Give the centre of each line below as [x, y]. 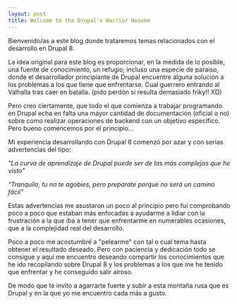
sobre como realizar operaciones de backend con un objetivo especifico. [114, 120]
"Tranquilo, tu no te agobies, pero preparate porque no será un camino [111, 184]
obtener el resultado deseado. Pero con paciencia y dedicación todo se [112, 249]
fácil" [16, 192]
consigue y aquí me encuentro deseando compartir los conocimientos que [116, 257]
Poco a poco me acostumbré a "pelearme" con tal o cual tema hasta [107, 242]
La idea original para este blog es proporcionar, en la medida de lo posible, [116, 62]
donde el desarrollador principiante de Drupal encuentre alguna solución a [116, 77]
